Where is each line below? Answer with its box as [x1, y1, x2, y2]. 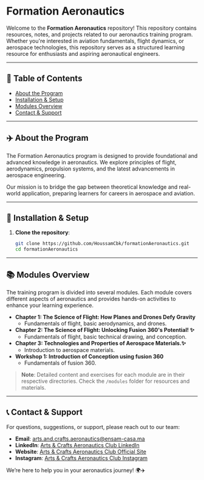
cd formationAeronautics [15, 246, 78, 252]
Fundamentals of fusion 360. [24, 359, 97, 367]
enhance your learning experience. [6, 302, 94, 309]
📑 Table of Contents [6, 73, 83, 84]
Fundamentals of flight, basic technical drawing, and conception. [24, 333, 187, 340]
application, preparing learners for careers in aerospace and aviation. [21, 189, 195, 197]
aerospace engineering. [6, 171, 66, 178]
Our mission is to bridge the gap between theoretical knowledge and [6, 183, 178, 191]
